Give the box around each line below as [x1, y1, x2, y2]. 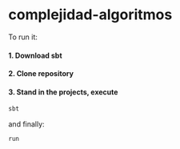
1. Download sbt [8, 50, 62, 60]
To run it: [8, 32, 38, 42]
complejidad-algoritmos [8, 6, 173, 24]
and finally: [8, 119, 46, 129]
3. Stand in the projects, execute [8, 87, 118, 97]
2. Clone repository [8, 69, 74, 79]
